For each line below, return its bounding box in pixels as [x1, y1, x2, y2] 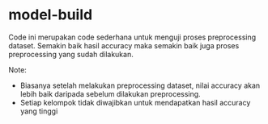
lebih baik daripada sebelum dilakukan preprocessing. [19, 89, 201, 98]
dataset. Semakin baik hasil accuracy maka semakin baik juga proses [8, 40, 240, 50]
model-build [8, 6, 93, 24]
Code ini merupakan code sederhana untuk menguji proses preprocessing [8, 32, 257, 42]
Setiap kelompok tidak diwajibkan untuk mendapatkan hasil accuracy [19, 97, 251, 107]
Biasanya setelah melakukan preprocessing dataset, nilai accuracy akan [19, 81, 261, 90]
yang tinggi [19, 106, 58, 116]
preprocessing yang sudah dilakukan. [8, 49, 134, 59]
